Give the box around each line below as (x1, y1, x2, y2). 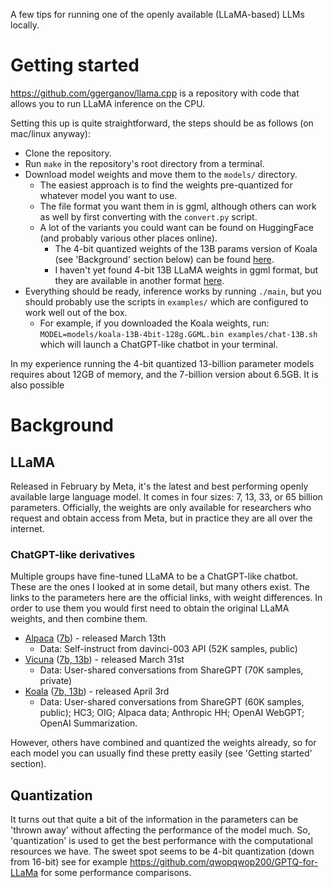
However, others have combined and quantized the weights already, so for (10, 737, 317, 749)
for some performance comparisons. (40, 867, 192, 879)
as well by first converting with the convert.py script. (39, 210, 258, 223)
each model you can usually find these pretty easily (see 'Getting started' (10, 747, 313, 759)
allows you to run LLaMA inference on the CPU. (10, 97, 206, 109)
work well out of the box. (24, 306, 128, 318)
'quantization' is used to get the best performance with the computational (10, 835, 313, 847)
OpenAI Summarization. (39, 717, 138, 729)
